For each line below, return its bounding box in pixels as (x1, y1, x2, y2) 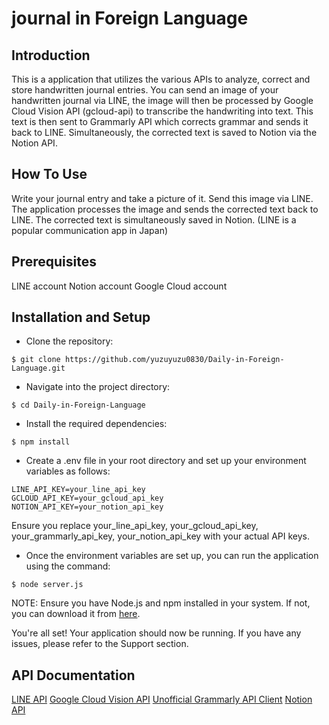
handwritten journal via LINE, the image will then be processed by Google (11, 95, 314, 106)
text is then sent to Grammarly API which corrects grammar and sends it (11, 116, 309, 127)
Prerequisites (11, 253, 97, 271)
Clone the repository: (25, 335, 114, 347)
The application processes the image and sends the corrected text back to (11, 203, 319, 215)
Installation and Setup (11, 309, 151, 326)
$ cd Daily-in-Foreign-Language (11, 400, 146, 411)
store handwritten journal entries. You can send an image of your (11, 84, 279, 96)
